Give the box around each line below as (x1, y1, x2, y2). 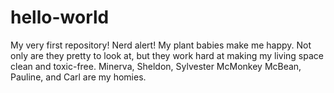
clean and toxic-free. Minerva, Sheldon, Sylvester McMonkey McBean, (10, 60, 302, 72)
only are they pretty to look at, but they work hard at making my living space (10, 49, 324, 61)
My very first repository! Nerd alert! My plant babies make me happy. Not (10, 39, 312, 51)
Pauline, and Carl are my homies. (10, 71, 147, 83)
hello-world (10, 6, 110, 29)
